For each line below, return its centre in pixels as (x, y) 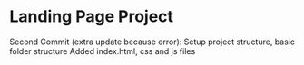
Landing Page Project (92, 17)
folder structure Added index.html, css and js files (103, 51)
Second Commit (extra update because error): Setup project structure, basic (152, 42)
